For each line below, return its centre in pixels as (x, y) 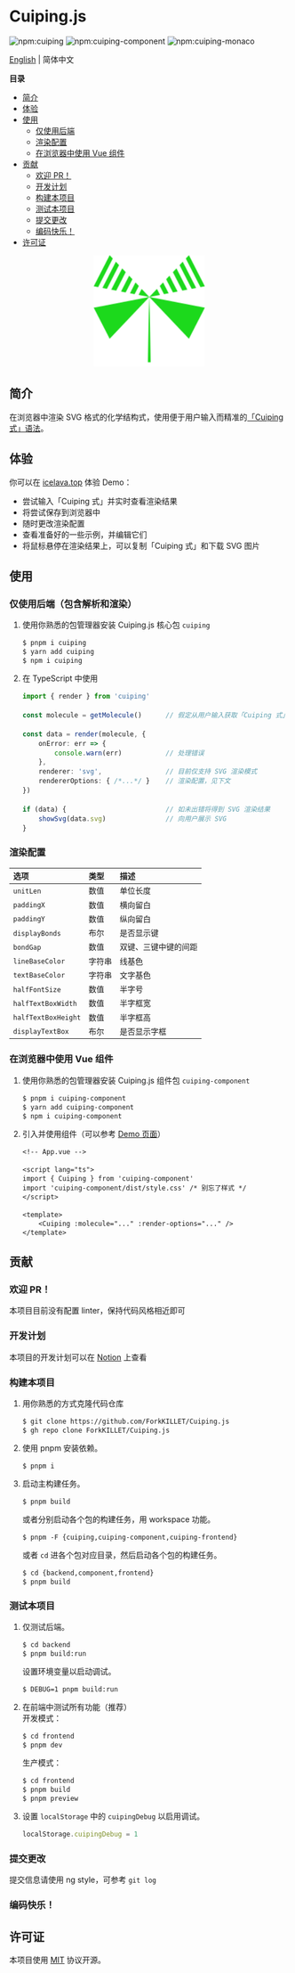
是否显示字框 (143, 1031)
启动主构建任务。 (53, 1484)
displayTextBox (41, 1032)
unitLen (27, 891)
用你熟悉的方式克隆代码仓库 (73, 1404)
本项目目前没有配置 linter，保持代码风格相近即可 (97, 1311)
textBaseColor (39, 976)
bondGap (27, 947)
